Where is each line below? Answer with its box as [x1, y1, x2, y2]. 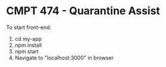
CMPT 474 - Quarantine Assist [6, 4, 161, 18]
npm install [14, 42, 42, 49]
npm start [14, 47, 39, 55]
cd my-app [14, 35, 42, 42]
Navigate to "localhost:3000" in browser [14, 54, 114, 61]
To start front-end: [6, 24, 52, 31]
